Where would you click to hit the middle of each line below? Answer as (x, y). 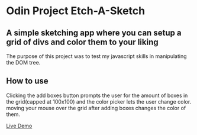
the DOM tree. (23, 62)
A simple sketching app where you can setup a (94, 33)
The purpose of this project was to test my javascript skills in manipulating (97, 56)
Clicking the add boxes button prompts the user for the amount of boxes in (97, 95)
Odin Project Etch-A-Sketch (76, 11)
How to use (27, 81)
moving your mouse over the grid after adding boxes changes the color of (96, 108)
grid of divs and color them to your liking (82, 42)
